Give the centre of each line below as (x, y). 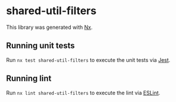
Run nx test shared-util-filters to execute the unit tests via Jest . (88, 60)
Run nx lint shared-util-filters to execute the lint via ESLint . (83, 93)
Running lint (29, 79)
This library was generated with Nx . (49, 27)
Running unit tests (40, 46)
